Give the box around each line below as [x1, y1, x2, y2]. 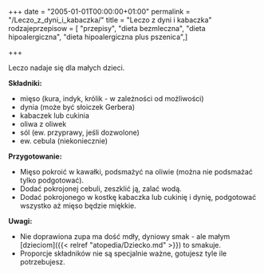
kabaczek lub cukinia [19, 111, 90, 120]
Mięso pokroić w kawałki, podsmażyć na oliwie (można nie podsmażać [19, 167, 254, 176]
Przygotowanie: [8, 151, 62, 161]
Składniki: [8, 79, 42, 88]
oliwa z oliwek [19, 119, 67, 128]
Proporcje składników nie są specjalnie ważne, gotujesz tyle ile [19, 249, 227, 258]
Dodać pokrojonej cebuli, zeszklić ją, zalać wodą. [19, 184, 182, 194]
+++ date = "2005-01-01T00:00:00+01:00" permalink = [8, 7, 191, 16]
